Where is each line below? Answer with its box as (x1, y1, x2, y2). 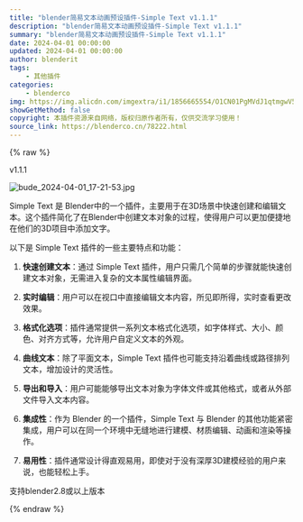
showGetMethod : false (9, 105, 91, 114)
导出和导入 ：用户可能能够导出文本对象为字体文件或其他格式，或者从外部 (22, 383, 291, 393)
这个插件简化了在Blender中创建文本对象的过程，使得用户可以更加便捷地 (24, 212, 291, 222)
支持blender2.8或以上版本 (9, 486, 106, 496)
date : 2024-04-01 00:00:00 (9, 38, 111, 48)
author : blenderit (9, 55, 78, 64)
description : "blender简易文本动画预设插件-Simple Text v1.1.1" (9, 22, 243, 31)
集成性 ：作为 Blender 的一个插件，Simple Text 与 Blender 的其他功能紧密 (22, 414, 293, 424)
